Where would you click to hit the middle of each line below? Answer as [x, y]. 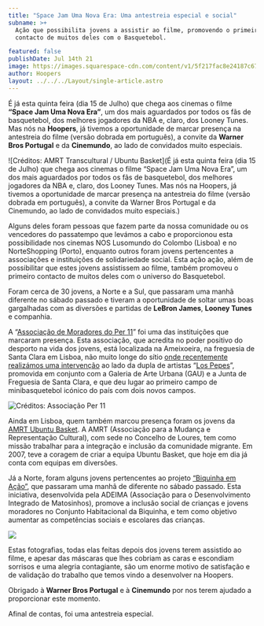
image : [19, 67]
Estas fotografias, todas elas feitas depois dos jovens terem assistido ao [125, 550]
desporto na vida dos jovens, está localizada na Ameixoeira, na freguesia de [132, 348]
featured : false [35, 52]
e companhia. [30, 317]
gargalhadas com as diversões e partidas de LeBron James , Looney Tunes [130, 308]
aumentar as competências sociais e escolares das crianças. [107, 520]
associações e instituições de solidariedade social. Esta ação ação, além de [131, 259]
